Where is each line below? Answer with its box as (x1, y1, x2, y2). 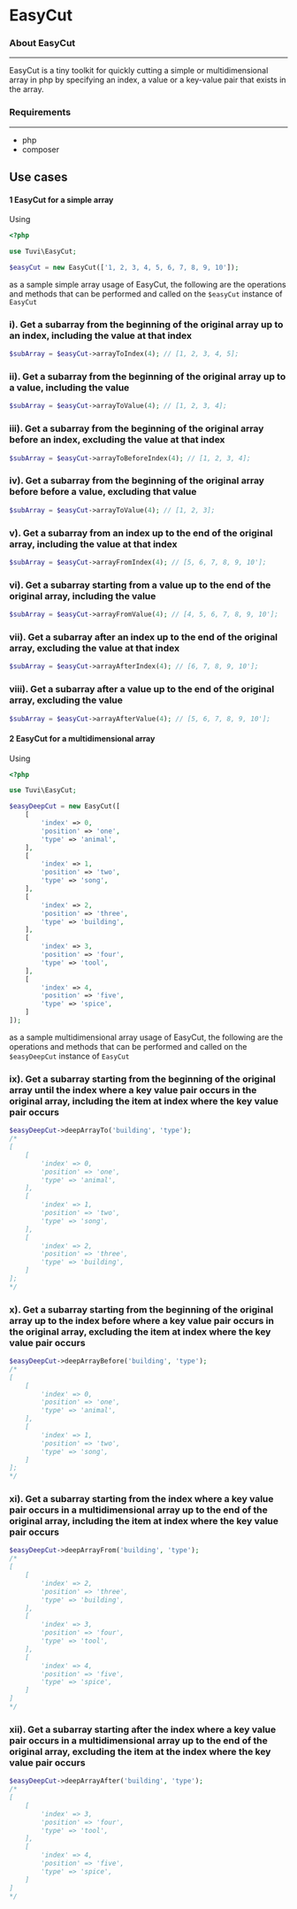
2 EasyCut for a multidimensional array (9, 733, 156, 743)
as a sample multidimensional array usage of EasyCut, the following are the (9, 1032, 284, 1043)
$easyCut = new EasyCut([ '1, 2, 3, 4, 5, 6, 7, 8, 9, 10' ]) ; (9, 263, 240, 273)
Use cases (9, 170, 68, 185)
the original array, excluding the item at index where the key (9, 1325, 271, 1337)
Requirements (9, 106, 72, 119)
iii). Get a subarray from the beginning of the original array (9, 422, 264, 435)
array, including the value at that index (9, 537, 178, 550)
